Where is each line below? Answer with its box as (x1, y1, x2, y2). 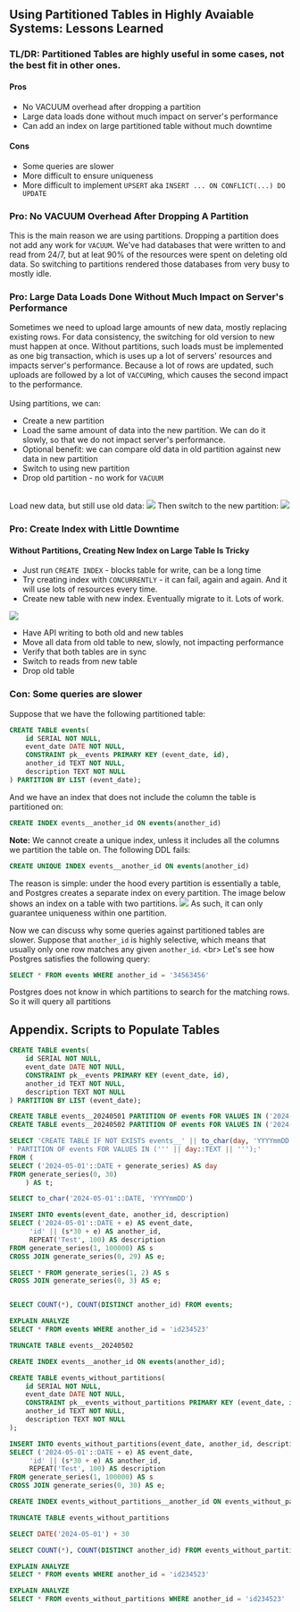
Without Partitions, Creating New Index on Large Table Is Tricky (9, 545, 250, 556)
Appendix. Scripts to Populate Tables (9, 1022, 221, 1037)
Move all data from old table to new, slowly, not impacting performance (21, 637, 284, 648)
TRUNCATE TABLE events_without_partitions (9, 1513, 170, 1522)
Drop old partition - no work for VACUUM (21, 473, 163, 483)
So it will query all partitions (9, 996, 112, 1007)
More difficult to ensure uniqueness (21, 170, 154, 181)
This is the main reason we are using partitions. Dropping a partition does (9, 230, 279, 241)
